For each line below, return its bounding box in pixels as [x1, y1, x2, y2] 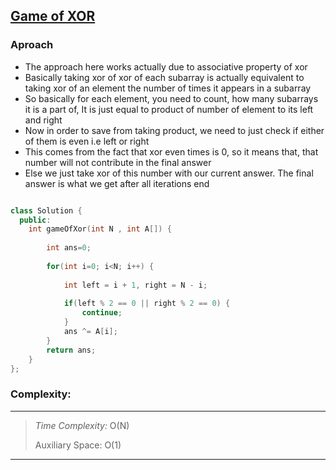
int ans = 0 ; [46, 243, 92, 253]
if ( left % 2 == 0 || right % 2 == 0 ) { [63, 299, 231, 309]
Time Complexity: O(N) [34, 419, 130, 431]
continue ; [81, 308, 123, 318]
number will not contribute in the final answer [24, 156, 212, 168]
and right [24, 114, 63, 126]
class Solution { [10, 205, 83, 216]
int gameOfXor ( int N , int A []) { [28, 224, 172, 234]
